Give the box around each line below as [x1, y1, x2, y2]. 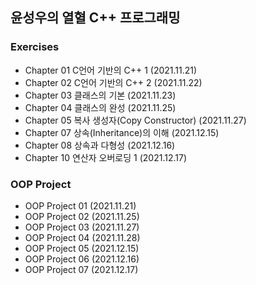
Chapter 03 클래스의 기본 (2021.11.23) [24, 89, 177, 101]
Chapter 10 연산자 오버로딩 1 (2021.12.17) [24, 151, 187, 163]
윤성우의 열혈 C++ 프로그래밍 [10, 9, 181, 27]
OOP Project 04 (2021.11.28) [24, 231, 141, 243]
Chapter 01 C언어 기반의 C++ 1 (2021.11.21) [24, 64, 198, 76]
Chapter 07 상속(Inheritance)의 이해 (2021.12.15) [24, 126, 220, 138]
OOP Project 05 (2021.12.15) [24, 242, 140, 254]
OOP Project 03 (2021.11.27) [24, 221, 140, 233]
